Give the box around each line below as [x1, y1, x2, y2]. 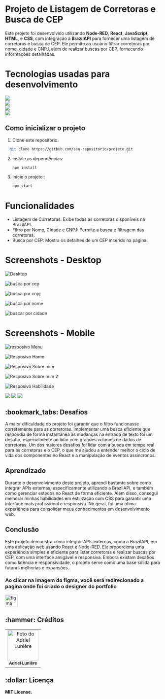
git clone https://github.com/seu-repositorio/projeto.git [9, 146, 133, 151]
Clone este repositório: [12, 137, 59, 143]
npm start [12, 183, 33, 188]
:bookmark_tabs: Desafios [5, 408, 88, 416]
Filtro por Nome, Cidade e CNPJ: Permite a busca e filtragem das [12, 227, 144, 233]
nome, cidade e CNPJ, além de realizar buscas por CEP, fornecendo [5, 46, 143, 52]
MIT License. [5, 689, 33, 695]
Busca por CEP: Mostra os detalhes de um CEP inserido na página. [12, 238, 148, 244]
